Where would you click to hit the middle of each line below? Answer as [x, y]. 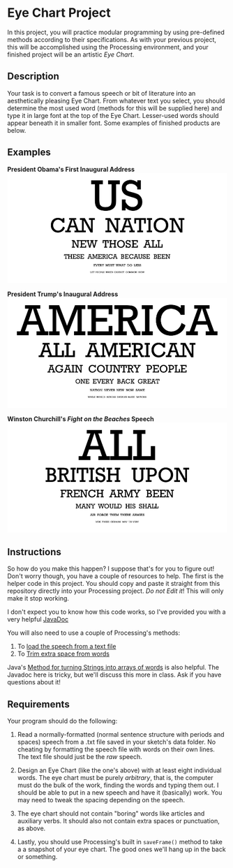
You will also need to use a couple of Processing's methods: [94, 633]
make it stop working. [38, 598]
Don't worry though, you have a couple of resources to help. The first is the [115, 576]
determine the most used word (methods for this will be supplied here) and [115, 108]
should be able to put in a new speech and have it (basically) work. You [120, 793]
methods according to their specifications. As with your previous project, [112, 39]
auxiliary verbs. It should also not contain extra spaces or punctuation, [118, 821]
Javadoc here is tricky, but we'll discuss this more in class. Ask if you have [114, 675]
